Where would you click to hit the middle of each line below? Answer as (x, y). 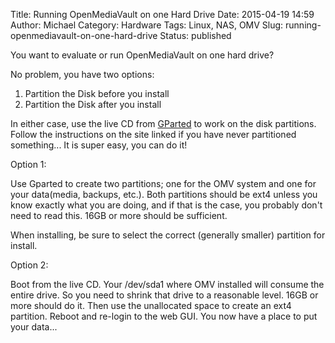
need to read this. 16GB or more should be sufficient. (119, 215)
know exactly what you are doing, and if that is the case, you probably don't (166, 205)
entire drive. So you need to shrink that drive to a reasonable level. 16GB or (164, 295)
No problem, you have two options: (82, 74)
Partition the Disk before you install (97, 93)
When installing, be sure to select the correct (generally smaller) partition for (168, 235)
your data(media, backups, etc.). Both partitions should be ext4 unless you (164, 194)
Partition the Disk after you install (93, 104)
